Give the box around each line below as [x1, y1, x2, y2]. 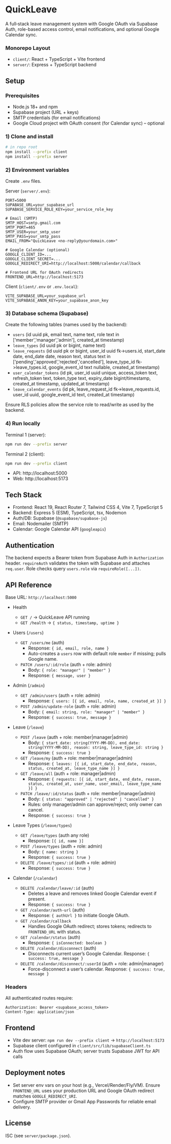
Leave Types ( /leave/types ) [12, 822, 72, 828]
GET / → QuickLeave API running [20, 614, 90, 620]
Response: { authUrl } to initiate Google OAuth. [28, 912, 130, 918]
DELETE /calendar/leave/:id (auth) [20, 885, 94, 891]
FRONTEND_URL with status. [28, 928, 82, 935]
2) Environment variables [5, 166, 70, 173]
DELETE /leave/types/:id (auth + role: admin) [20, 859, 116, 866]
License [5, 1119, 31, 1128]
